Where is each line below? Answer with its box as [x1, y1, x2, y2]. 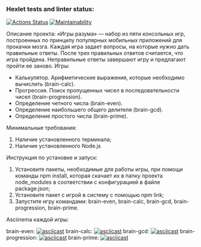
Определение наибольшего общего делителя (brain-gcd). [14, 106, 164, 114]
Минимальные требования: [6, 124, 77, 132]
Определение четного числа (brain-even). [14, 100, 123, 107]
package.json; [14, 185, 51, 192]
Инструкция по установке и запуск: [6, 154, 98, 161]
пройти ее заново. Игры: [6, 62, 70, 69]
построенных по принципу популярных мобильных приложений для [6, 37, 182, 44]
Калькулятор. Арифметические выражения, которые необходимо [14, 74, 185, 82]
